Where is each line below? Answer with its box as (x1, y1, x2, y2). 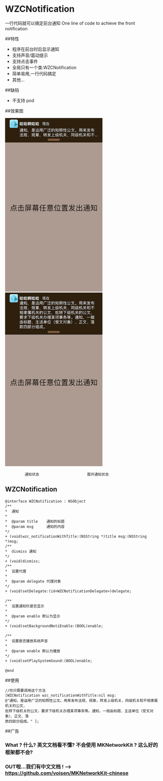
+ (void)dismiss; (5, 558, 40, 563)
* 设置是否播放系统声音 (5, 638, 48, 644)
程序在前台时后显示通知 (12, 46, 59, 52)
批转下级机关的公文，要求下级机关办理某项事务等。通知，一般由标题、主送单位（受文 (5, 708, 150, 714)
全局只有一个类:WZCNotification (12, 65, 77, 70)
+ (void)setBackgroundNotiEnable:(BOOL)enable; (5, 624, 104, 628)
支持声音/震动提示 (12, 52, 48, 58)
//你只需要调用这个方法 (5, 688, 46, 693)
